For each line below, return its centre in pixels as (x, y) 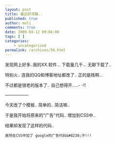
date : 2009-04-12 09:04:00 (32, 32)
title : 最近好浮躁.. (24, 14)
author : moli (18, 23)
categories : (17, 41)
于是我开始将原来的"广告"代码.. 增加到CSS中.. (50, 115)
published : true (21, 18)
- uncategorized (30, 46)
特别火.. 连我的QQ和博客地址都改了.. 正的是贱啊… (54, 75)
